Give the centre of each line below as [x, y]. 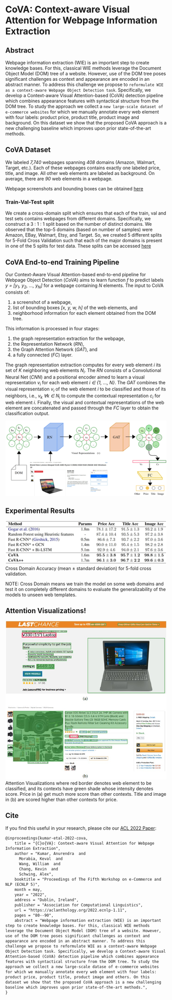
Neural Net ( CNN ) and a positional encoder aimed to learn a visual [75, 377]
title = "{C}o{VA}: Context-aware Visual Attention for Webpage [84, 843]
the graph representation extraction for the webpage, [69, 338]
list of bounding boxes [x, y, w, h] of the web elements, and [75, 308]
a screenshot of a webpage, [42, 302]
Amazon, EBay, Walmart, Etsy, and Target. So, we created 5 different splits [84, 235]
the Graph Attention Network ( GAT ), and [55, 349]
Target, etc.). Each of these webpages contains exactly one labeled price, [83, 168]
